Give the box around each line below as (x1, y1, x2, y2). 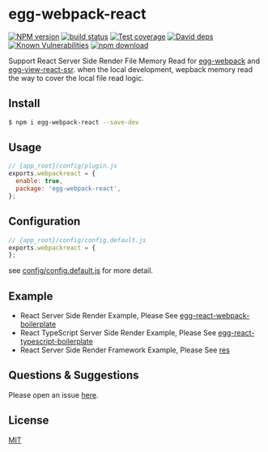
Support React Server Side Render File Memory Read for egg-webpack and (8, 56, 261, 66)
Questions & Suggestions (8, 369, 139, 382)
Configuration (8, 215, 81, 228)
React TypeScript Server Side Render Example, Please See (19, 328, 217, 338)
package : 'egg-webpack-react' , (15, 185, 121, 193)
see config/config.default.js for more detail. (8, 266, 154, 275)
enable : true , (15, 177, 63, 185)
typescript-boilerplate (19, 337, 93, 347)
